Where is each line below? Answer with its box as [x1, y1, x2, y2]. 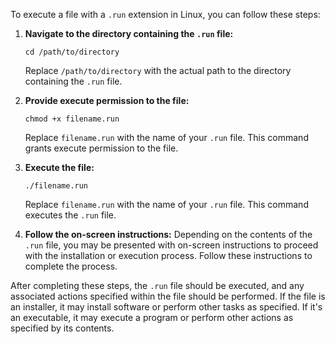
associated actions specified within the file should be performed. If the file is [10, 290, 326, 302]
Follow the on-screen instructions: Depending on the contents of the [24, 229, 313, 240]
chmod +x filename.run [24, 114, 120, 124]
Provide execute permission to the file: [24, 95, 190, 106]
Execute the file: [24, 162, 95, 173]
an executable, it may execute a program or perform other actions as [10, 312, 294, 323]
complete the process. [24, 260, 118, 272]
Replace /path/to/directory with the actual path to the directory [24, 65, 292, 76]
